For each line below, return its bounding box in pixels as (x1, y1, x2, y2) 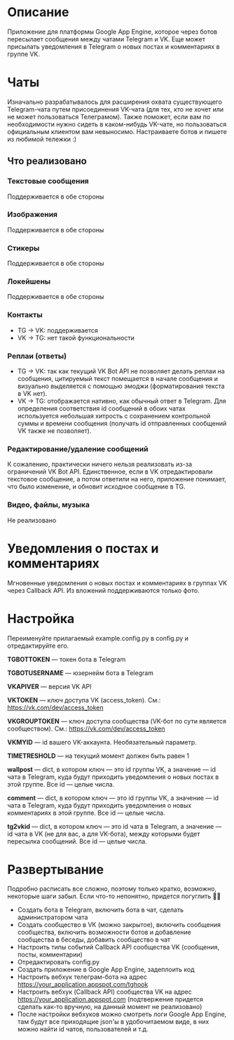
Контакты (7, 310, 43, 320)
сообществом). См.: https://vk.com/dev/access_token (7, 724, 165, 733)
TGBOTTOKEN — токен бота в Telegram (7, 655, 126, 663)
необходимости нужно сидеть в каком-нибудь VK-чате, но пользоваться (7, 120, 227, 128)
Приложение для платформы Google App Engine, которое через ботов (7, 27, 218, 36)
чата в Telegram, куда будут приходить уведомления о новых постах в (7, 773, 219, 781)
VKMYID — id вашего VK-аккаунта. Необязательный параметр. (7, 738, 198, 746)
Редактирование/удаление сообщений (7, 444, 149, 453)
